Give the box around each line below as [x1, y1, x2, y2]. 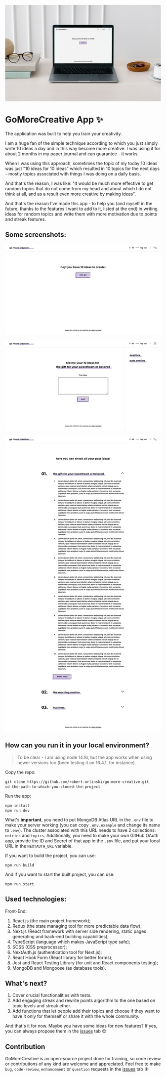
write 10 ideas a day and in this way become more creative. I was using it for [5, 145, 161, 151]
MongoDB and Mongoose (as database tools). [12, 965, 106, 971]
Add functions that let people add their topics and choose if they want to [12, 1008, 160, 1014]
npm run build [5, 862, 35, 867]
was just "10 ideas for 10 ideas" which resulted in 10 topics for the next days [5, 166, 160, 172]
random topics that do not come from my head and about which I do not [5, 185, 152, 191]
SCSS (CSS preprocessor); [12, 944, 67, 950]
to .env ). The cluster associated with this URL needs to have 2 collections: [5, 827, 156, 833]
